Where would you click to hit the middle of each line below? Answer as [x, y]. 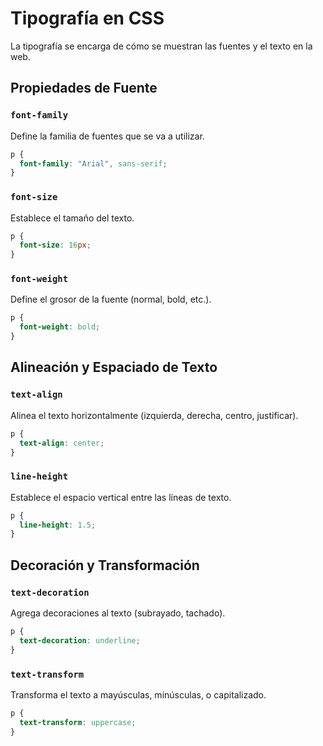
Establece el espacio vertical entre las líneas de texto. [121, 497]
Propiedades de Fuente [84, 88]
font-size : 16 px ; [55, 245]
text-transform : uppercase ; [78, 722]
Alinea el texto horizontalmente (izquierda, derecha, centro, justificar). [154, 415]
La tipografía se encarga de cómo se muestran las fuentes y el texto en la [161, 46]
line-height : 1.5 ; [58, 525]
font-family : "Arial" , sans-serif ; [93, 163]
